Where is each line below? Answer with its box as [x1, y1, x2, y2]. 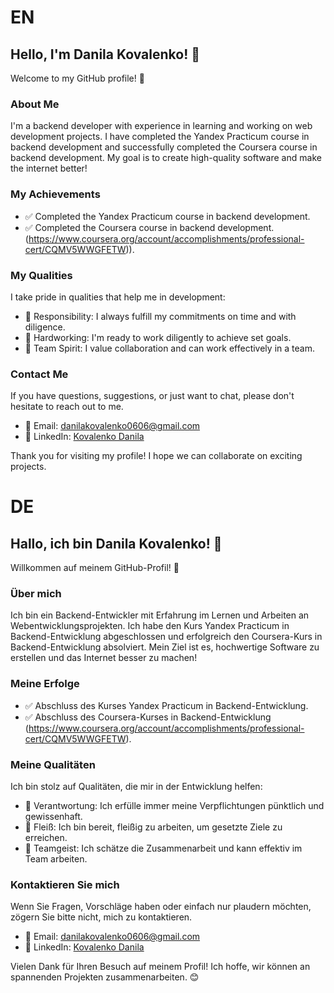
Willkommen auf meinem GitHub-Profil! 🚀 [10, 562, 180, 574]
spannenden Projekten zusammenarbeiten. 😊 [10, 971, 200, 983]
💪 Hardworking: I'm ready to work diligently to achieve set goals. [24, 331, 292, 343]
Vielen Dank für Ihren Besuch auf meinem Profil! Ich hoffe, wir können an [10, 961, 311, 973]
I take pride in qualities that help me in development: [10, 291, 226, 303]
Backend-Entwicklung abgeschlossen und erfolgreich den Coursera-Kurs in [10, 631, 323, 643]
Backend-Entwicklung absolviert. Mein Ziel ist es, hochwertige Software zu [10, 641, 320, 653]
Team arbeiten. [24, 853, 88, 865]
